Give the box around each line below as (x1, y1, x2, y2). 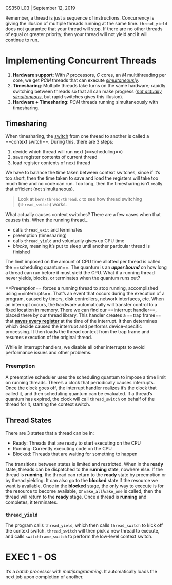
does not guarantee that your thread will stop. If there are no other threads (5, 26, 163, 32)
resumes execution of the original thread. (5, 334, 92, 340)
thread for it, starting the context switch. (5, 401, 91, 407)
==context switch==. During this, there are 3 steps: (5, 138, 114, 145)
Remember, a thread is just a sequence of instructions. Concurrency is (5, 15, 155, 21)
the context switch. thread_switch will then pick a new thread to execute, (5, 528, 160, 534)
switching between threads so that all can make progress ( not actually (12, 88, 162, 94)
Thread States (5, 416, 52, 425)
